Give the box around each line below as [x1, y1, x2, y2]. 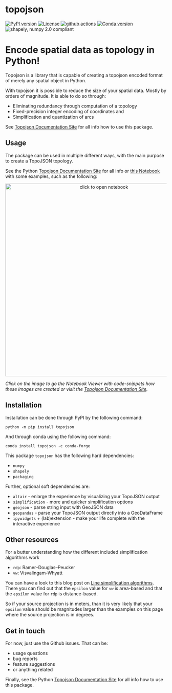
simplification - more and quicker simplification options [12, 499, 133, 505]
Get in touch [5, 626, 45, 635]
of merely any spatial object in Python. [5, 77, 87, 83]
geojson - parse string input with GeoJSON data [12, 504, 114, 510]
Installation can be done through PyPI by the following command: [5, 414, 143, 421]
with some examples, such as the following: [5, 173, 97, 179]
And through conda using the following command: [5, 433, 111, 440]
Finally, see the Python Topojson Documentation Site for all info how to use [5, 677, 164, 683]
